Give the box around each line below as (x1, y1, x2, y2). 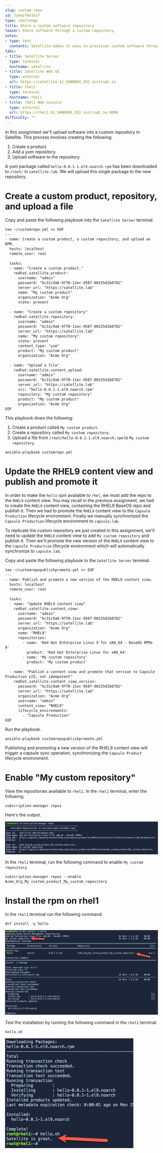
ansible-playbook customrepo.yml (5, 450, 73, 455)
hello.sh (5, 1029, 23, 1034)
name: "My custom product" (17, 290, 73, 295)
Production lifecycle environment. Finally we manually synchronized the (5, 513, 148, 519)
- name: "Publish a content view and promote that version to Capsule (9, 669, 155, 674)
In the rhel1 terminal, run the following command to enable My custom (5, 859, 144, 865)
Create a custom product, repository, (5, 191, 157, 202)
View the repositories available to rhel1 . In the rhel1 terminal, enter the (5, 788, 147, 794)
